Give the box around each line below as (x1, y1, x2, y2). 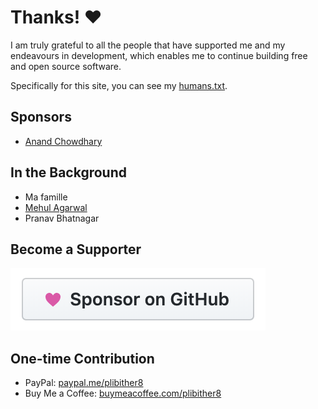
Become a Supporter (10, 241, 142, 258)
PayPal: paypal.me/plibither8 (24, 377, 144, 389)
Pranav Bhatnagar (24, 212, 100, 224)
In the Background (10, 164, 127, 181)
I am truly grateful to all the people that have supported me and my (10, 39, 286, 51)
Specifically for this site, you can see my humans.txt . (10, 79, 228, 91)
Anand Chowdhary (24, 135, 103, 147)
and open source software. (10, 60, 122, 72)
